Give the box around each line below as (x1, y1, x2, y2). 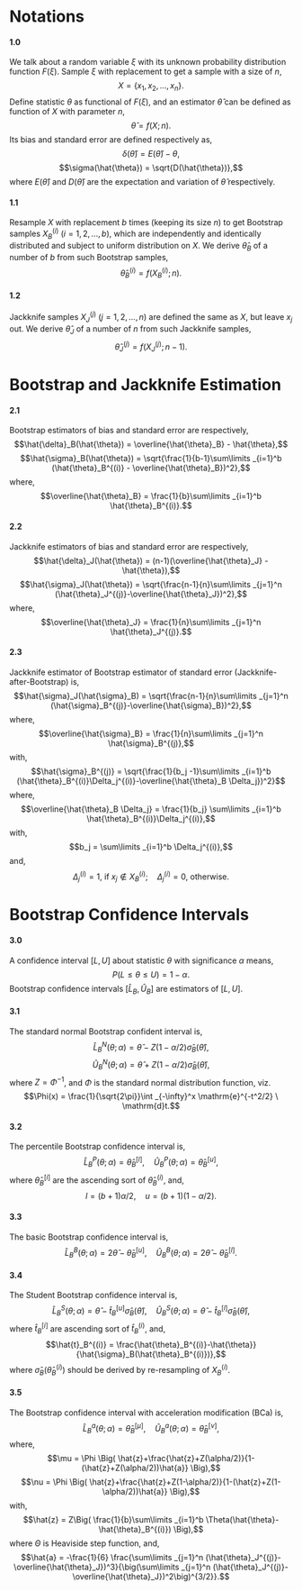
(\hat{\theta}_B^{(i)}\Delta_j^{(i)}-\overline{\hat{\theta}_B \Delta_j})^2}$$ (16, 775, 286, 786)
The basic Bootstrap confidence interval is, (9, 1232, 169, 1242)
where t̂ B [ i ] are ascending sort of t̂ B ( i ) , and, (9, 1322, 166, 1336)
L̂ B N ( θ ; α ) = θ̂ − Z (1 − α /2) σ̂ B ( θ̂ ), (93, 1040, 209, 1055)
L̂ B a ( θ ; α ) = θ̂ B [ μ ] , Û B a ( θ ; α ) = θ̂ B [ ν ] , (82, 1421, 220, 1436)
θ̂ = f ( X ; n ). (130, 120, 172, 132)
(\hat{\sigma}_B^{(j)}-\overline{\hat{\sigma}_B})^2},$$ (50, 700, 252, 711)
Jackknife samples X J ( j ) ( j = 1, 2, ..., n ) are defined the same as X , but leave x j (9, 310, 293, 324)
